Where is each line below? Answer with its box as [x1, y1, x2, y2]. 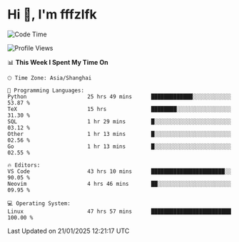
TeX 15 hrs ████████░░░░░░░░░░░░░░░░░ [7, 105, 232, 112]
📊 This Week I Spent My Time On [7, 58, 108, 66]
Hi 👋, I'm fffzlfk [7, 6, 98, 23]
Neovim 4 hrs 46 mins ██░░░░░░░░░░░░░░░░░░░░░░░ [7, 180, 232, 187]
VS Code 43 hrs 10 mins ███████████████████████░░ [7, 167, 232, 175]
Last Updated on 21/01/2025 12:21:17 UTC [7, 226, 130, 235]
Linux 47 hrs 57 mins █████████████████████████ [7, 208, 232, 215]
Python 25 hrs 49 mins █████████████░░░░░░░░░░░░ [7, 93, 232, 100]
